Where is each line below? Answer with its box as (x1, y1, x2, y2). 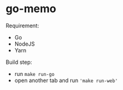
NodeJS (14, 40, 35, 47)
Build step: (5, 58, 33, 66)
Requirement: (5, 22, 39, 29)
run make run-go (14, 70, 55, 77)
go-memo (5, 2, 56, 16)
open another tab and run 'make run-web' (14, 77, 118, 84)
